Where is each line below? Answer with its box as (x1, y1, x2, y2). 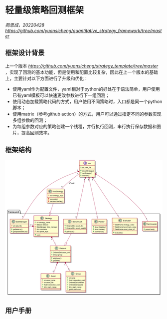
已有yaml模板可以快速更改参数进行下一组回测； (12, 92, 110, 98)
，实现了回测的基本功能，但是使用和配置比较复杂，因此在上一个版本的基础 (5, 69, 158, 75)
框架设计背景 (5, 48, 45, 57)
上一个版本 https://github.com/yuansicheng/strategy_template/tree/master (5, 63, 159, 69)
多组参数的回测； (12, 117, 48, 123)
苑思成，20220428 (5, 22, 45, 28)
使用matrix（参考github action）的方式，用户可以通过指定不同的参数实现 (12, 111, 162, 117)
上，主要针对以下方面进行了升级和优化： (5, 75, 88, 81)
